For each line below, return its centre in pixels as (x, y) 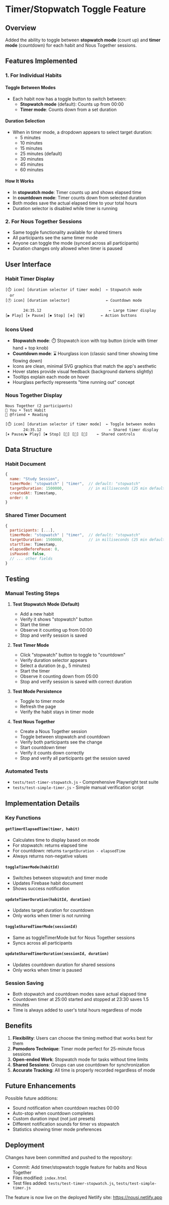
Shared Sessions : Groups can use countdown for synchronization (81, 1064)
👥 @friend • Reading (27, 415)
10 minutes (31, 143)
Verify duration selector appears (54, 660)
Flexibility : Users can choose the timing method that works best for (83, 1038)
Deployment (25, 1145)
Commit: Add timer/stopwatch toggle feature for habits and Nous (80, 1167)
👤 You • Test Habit (26, 410)
